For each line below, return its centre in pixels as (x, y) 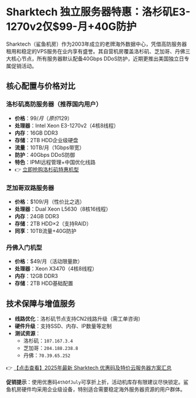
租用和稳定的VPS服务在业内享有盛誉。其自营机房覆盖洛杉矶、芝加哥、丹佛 (96, 51)
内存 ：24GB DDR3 (37, 216)
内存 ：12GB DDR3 (36, 276)
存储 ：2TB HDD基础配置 (44, 283)
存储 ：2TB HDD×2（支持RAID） (53, 224)
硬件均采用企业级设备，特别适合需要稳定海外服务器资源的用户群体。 (103, 389)
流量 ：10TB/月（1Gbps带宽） (49, 147)
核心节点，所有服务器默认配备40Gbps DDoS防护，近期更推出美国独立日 (97, 59)
